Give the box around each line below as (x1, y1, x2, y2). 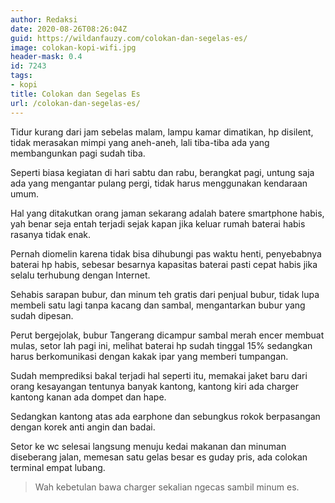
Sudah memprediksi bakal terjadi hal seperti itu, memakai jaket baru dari (10, 369, 308, 381)
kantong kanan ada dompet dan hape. (10, 391, 167, 403)
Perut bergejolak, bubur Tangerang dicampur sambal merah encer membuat (10, 329, 325, 341)
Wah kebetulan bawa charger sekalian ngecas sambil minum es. (34, 481, 300, 493)
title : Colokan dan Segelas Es (10, 89, 141, 99)
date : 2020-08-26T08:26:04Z (10, 24, 128, 34)
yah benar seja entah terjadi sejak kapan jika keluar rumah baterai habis (10, 217, 306, 230)
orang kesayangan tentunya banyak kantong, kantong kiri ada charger (10, 380, 299, 392)
